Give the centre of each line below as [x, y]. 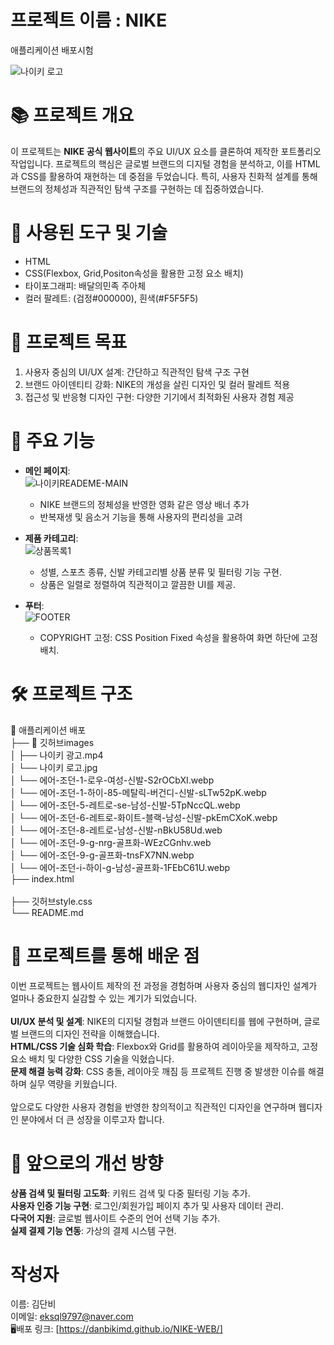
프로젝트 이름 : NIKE [89, 20]
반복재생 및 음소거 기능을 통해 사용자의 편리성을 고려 [141, 517]
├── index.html [42, 878]
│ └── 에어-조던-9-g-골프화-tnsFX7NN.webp [102, 855]
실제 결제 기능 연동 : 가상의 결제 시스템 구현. [93, 1230]
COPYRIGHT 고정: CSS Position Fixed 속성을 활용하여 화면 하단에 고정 [178, 637]
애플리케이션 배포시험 [52, 50]
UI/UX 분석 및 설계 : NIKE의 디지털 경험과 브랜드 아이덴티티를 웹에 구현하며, [156, 1021]
